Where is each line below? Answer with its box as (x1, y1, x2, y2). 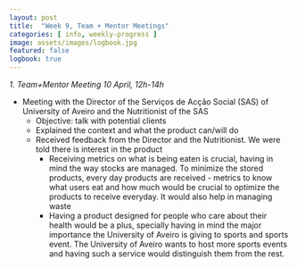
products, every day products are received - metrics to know (48, 172, 273, 183)
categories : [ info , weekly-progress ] (9, 29, 158, 38)
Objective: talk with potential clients (35, 115, 167, 126)
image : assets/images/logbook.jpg (9, 38, 138, 47)
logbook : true (9, 54, 62, 63)
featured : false (9, 46, 70, 55)
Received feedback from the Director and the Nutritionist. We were (35, 135, 281, 145)
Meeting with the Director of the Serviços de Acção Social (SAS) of (21, 96, 269, 107)
